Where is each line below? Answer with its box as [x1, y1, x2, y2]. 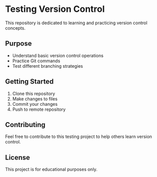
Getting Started [5, 78, 54, 86]
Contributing [5, 120, 46, 129]
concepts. [5, 25, 26, 31]
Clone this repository [12, 90, 55, 96]
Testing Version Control [5, 3, 105, 15]
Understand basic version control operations [12, 52, 104, 58]
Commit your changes [12, 101, 58, 107]
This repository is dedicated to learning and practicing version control [5, 20, 148, 26]
